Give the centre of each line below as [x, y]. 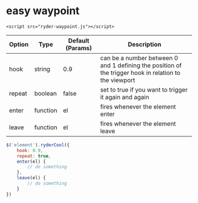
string [42, 69]
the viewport [118, 80]
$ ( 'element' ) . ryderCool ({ [38, 145]
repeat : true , [34, 156]
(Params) [79, 48]
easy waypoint [43, 11]
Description [144, 44]
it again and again [124, 97]
